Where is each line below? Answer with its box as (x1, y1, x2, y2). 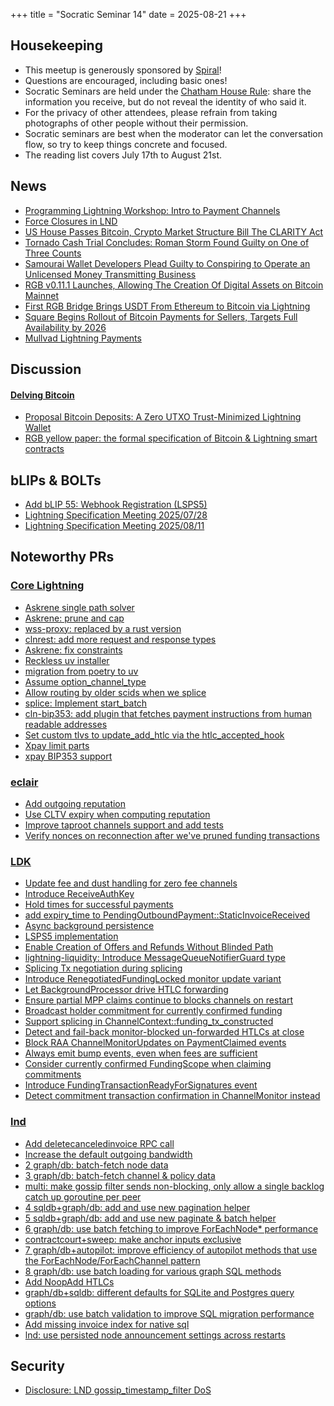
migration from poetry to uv (24, 665, 139, 677)
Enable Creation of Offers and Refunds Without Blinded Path (24, 941, 274, 953)
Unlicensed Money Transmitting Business (24, 268, 197, 280)
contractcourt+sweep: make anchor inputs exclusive (24, 1233, 242, 1245)
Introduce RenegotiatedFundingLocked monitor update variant (24, 973, 282, 985)
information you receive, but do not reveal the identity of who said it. (24, 95, 307, 108)
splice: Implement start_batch (24, 697, 148, 709)
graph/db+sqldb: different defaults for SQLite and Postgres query (24, 1286, 295, 1298)
